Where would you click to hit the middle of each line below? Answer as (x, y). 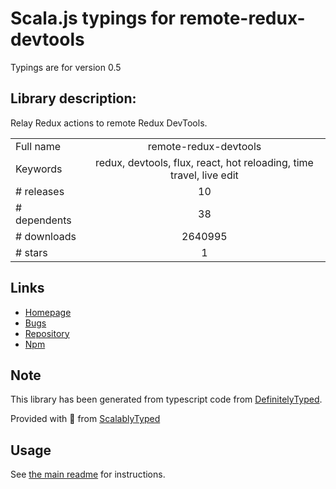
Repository (47, 333)
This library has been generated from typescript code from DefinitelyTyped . (166, 399)
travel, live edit (204, 175)
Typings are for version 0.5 (66, 67)
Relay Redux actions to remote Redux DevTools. (109, 123)
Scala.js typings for (93, 18)
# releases (40, 191)
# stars (31, 252)
